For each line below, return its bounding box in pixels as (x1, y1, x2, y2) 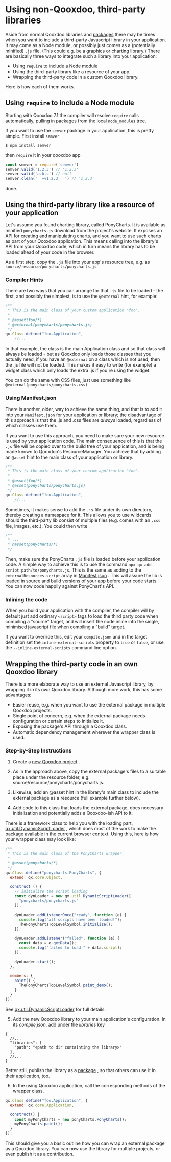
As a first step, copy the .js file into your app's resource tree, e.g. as (5, 259, 150, 265)
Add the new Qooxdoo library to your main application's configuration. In (12, 1016, 166, 1022)
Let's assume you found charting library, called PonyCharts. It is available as (5, 221, 166, 228)
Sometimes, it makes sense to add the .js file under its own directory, (5, 506, 153, 512)
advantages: (5, 692, 32, 698)
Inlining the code (5, 596, 48, 603)
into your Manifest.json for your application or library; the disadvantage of (5, 412, 162, 418)
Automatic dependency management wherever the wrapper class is (12, 729, 156, 735)
